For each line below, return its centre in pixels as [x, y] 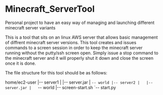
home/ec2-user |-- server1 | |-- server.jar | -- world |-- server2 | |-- [79, 82]
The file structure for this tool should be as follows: [56, 72]
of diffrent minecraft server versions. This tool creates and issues [71, 42]
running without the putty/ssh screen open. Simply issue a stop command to [82, 53]
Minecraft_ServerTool [50, 9]
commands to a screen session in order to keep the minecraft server [74, 47]
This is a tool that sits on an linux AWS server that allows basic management [81, 37]
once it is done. [20, 63]
